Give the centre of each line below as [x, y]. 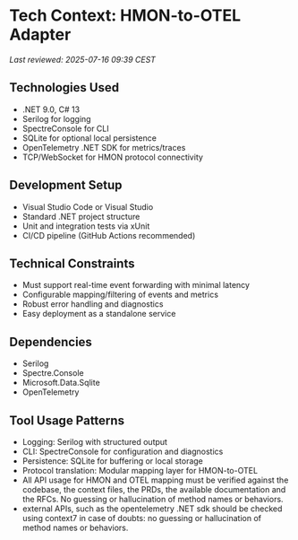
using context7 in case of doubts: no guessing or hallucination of [142, 518]
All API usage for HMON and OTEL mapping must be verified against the [155, 480]
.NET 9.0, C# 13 [51, 109]
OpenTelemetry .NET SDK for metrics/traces [104, 147]
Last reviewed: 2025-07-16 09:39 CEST [83, 59]
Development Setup [66, 185]
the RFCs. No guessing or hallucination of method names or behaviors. [153, 499]
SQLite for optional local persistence [89, 138]
